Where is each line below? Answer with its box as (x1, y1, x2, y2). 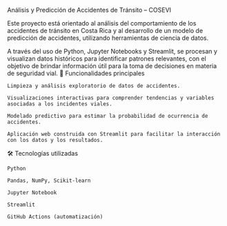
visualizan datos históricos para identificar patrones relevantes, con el (7, 54, 207, 63)
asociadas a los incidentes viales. (7, 101, 112, 107)
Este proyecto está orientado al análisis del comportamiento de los (7, 19, 197, 27)
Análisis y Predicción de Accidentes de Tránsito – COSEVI (7, 6, 171, 14)
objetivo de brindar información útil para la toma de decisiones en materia (7, 62, 217, 70)
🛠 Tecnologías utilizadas (7, 150, 78, 157)
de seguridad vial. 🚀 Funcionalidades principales (7, 69, 145, 77)
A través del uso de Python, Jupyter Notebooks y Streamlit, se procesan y (7, 48, 217, 55)
